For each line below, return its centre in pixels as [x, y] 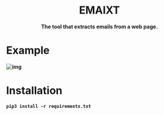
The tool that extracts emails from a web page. [99, 27]
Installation [34, 91]
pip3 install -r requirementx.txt [49, 106]
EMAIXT [99, 10]
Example [28, 50]
